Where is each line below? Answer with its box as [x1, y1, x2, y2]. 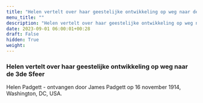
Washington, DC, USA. [6, 90, 62, 97]
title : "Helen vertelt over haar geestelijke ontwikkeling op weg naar [6, 8, 190, 15]
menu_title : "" [6, 14, 45, 20]
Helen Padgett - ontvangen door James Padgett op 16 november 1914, [6, 84, 181, 91]
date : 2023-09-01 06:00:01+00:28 [6, 25, 91, 32]
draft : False [6, 31, 39, 37]
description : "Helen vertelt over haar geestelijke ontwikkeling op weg [6, 20, 193, 26]
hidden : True [6, 37, 39, 43]
